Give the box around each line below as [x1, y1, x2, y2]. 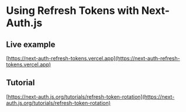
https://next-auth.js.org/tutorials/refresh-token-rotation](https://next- [8, 93, 175, 100]
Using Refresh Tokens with [6, 4, 139, 17]
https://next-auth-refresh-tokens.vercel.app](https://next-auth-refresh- [8, 55, 180, 62]
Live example [6, 39, 56, 49]
